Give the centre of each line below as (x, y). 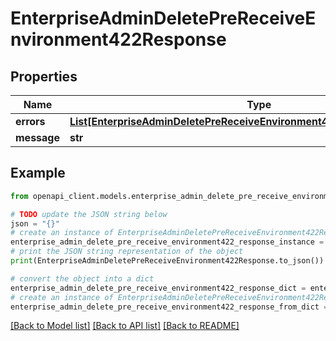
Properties (44, 76)
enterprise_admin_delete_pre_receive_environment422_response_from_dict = (169, 307)
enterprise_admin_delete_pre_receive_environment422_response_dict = (158, 288)
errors (30, 121)
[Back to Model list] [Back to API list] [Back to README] (125, 326)
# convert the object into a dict (82, 278)
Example (38, 173)
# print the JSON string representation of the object (127, 252)
